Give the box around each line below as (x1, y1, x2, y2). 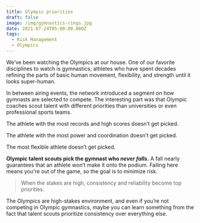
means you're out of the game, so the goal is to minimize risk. (6, 167, 158, 174)
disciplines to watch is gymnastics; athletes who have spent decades (6, 65, 176, 72)
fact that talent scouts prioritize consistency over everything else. (6, 210, 168, 217)
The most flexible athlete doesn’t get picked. (6, 143, 116, 150)
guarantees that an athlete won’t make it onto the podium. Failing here (6, 161, 179, 168)
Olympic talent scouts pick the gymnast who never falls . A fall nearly (6, 155, 180, 162)
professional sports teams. (6, 109, 72, 116)
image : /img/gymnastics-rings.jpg (6, 20, 93, 26)
